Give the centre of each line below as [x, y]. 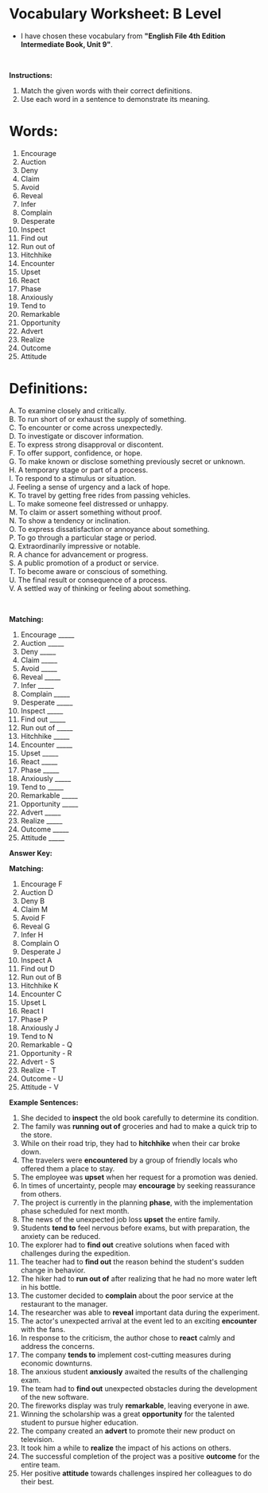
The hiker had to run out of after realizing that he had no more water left [139, 1278]
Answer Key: [31, 853]
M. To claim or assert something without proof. [85, 512]
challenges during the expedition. [75, 1253]
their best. [37, 1481]
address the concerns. [57, 1346]
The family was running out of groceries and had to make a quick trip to [139, 1126]
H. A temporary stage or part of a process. [79, 470]
